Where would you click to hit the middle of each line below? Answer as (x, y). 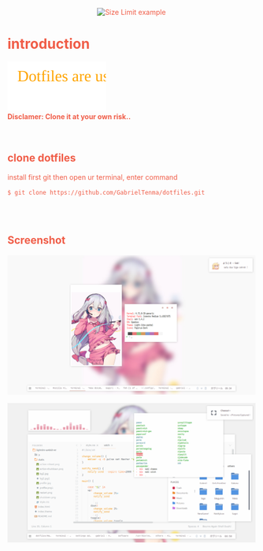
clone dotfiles (42, 158)
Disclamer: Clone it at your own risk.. (69, 116)
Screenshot (37, 240)
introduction (49, 44)
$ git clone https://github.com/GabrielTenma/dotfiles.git (106, 192)
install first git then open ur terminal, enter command (93, 177)
